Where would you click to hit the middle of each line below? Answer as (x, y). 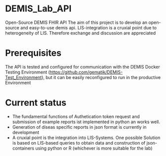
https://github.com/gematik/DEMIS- (86, 72)
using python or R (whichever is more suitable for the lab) (94, 148)
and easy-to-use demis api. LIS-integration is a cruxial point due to (89, 27)
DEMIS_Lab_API (38, 9)
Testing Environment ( (28, 72)
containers (23, 148)
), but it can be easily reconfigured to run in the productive (101, 77)
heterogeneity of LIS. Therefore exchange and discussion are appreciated (81, 33)
